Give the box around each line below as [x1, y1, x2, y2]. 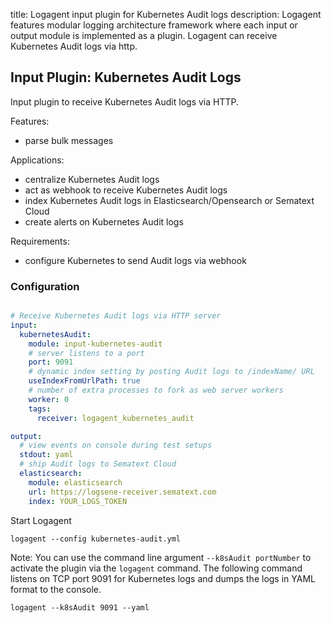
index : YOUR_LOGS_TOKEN [28, 496, 128, 506]
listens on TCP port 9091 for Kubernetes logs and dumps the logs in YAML [10, 572, 316, 584]
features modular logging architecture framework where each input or [10, 19, 298, 31]
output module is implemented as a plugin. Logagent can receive [10, 30, 278, 41]
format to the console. [10, 583, 102, 595]
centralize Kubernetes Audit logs [24, 173, 160, 185]
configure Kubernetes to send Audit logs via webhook [24, 254, 247, 266]
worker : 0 [28, 394, 70, 404]
